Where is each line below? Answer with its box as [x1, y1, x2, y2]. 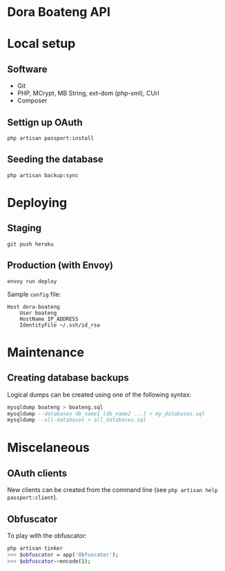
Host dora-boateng [7, 303, 60, 310]
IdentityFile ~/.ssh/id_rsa [19, 321, 100, 329]
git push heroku [7, 240, 54, 248]
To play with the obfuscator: [7, 532, 88, 540]
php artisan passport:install [7, 135, 95, 142]
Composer [17, 96, 48, 105]
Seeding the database [7, 154, 104, 165]
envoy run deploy [7, 278, 57, 284]
